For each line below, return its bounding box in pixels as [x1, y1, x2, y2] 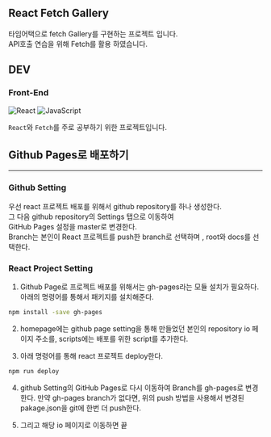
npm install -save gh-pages [8, 308, 103, 316]
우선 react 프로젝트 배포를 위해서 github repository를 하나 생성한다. [8, 201, 222, 211]
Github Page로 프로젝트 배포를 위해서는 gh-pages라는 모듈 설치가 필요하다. [19, 282, 260, 292]
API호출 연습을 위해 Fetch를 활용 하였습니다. [8, 39, 148, 48]
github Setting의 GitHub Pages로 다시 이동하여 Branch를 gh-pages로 [19, 383, 244, 393]
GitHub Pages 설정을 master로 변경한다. [8, 221, 137, 231]
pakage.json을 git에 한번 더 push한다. [19, 403, 142, 413]
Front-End [8, 87, 49, 99]
